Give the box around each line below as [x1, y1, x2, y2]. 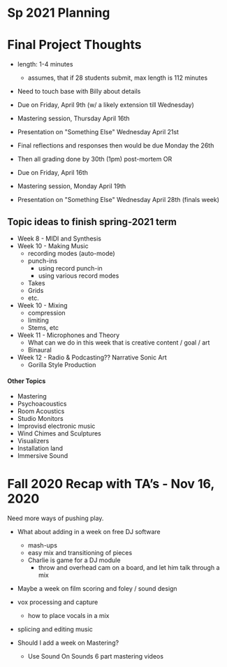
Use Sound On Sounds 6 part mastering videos [27, 652, 164, 661]
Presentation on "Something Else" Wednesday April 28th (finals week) [17, 196, 220, 204]
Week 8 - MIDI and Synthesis [17, 234, 101, 243]
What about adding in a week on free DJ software [17, 528, 161, 536]
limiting [27, 316, 49, 324]
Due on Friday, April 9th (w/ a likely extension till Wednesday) [17, 101, 194, 109]
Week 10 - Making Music [17, 241, 89, 250]
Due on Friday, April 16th [17, 168, 89, 177]
